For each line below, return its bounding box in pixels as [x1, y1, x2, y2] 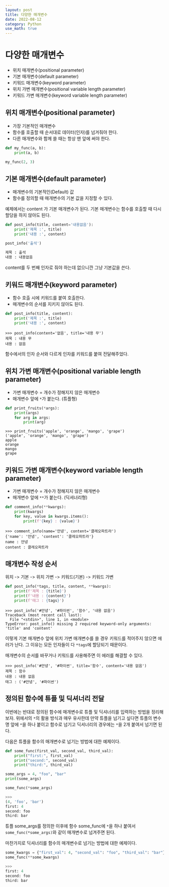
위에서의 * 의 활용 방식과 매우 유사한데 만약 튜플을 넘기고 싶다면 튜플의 [16, 715, 152, 721]
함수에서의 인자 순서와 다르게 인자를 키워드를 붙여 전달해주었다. [5, 351, 129, 357]
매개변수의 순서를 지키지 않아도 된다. [12, 301, 84, 307]
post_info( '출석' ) [5, 241, 42, 246]
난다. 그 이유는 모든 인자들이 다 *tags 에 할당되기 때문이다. [14, 641, 128, 647]
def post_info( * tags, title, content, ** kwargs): [5, 584, 112, 589]
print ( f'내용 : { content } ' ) [14, 593, 71, 598]
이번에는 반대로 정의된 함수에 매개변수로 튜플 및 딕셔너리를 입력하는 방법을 [5, 708, 150, 714]
